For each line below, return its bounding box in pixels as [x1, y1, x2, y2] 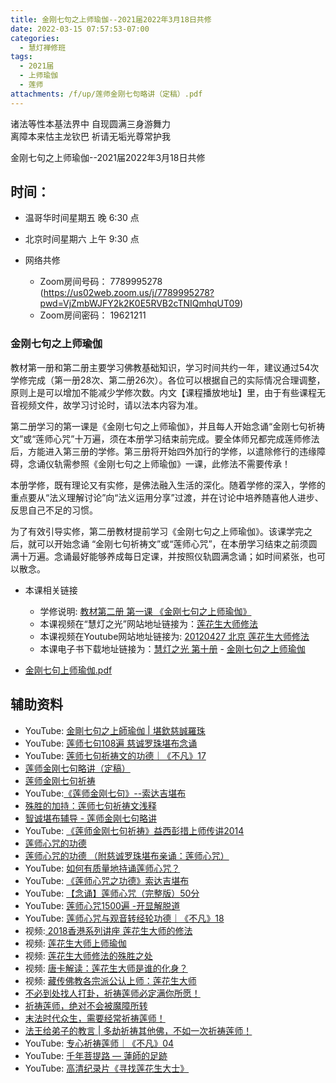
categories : [10, 33, 60, 43]
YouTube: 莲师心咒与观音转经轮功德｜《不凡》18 [24, 912, 225, 924]
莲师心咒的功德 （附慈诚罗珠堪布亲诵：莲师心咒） [24, 849, 230, 861]
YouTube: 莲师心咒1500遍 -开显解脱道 [24, 899, 181, 911]
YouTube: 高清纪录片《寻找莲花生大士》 [24, 1062, 190, 1074]
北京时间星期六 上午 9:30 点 [24, 233, 140, 245]
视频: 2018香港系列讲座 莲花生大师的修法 [24, 924, 193, 936]
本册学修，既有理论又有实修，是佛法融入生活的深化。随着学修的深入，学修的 [10, 479, 326, 491]
